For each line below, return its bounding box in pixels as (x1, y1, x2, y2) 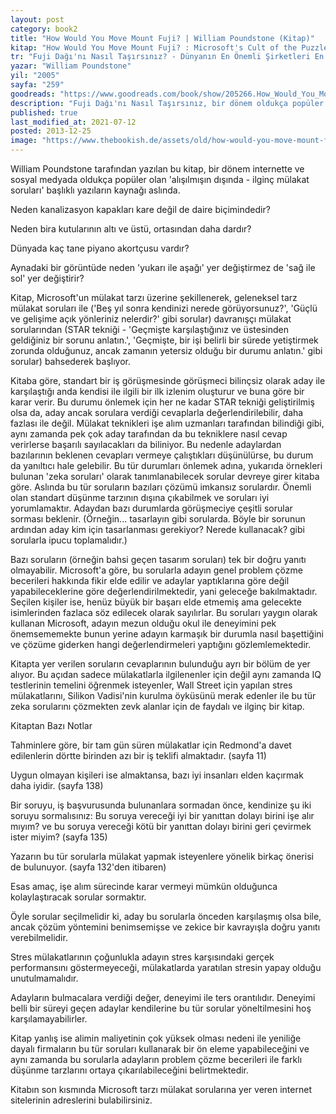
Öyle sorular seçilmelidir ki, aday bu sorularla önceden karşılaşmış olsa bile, (10, 911, 322, 922)
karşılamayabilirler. (10, 1013, 88, 1025)
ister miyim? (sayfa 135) (10, 831, 108, 843)
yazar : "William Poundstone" (10, 61, 132, 71)
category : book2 (10, 24, 78, 34)
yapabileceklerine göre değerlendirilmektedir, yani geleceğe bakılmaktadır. (10, 586, 318, 597)
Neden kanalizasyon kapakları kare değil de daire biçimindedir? (10, 204, 271, 215)
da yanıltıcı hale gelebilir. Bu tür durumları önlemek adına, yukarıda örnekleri (10, 460, 323, 471)
